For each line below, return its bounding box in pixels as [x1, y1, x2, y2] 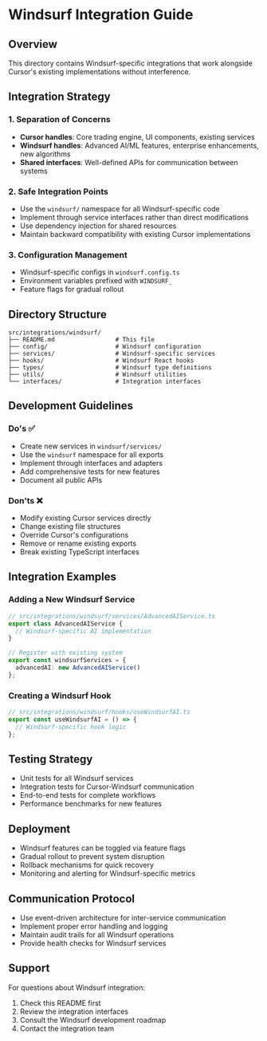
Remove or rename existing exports [19, 538, 137, 548]
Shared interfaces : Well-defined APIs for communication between [19, 157, 238, 167]
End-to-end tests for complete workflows [19, 791, 156, 800]
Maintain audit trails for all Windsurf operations [19, 930, 175, 939]
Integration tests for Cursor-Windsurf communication [19, 782, 194, 791]
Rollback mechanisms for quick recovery [19, 860, 154, 870]
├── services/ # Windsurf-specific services [8, 349, 216, 358]
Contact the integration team [19, 1023, 115, 1033]
